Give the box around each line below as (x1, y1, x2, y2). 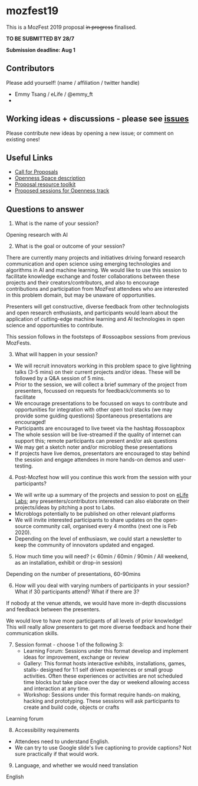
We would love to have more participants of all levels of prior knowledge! (6, 617, 183, 625)
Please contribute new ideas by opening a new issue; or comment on (6, 130, 174, 137)
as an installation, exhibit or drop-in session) (14, 559, 123, 566)
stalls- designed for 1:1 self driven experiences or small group (23, 666, 173, 674)
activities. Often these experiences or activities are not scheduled (23, 672, 183, 679)
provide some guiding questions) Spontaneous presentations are (14, 412, 173, 419)
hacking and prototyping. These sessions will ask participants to (23, 698, 180, 705)
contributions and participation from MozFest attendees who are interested (6, 286, 189, 293)
